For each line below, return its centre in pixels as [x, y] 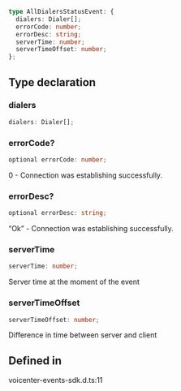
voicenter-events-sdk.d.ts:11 [56, 380]
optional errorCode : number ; [58, 159]
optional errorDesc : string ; [58, 213]
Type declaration [52, 82]
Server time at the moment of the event [74, 282]
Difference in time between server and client [83, 335]
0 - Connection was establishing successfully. [86, 175]
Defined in [35, 361]
